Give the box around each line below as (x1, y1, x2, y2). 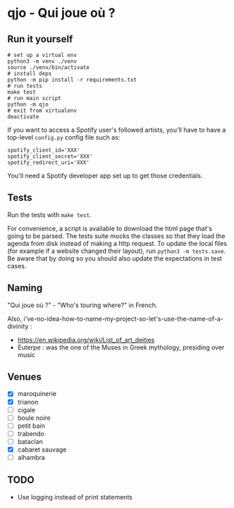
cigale (17, 405, 36, 414)
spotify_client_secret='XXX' (7, 153, 93, 160)
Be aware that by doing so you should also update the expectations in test (7, 254, 222, 262)
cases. (7, 261, 27, 270)
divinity (7, 322, 29, 330)
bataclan (17, 437, 44, 445)
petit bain (17, 421, 46, 430)
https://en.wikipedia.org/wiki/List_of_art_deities (17, 335, 155, 344)
